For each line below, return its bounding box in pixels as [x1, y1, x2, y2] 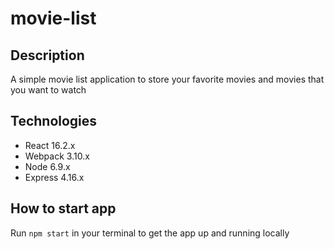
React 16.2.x [24, 139, 76, 151]
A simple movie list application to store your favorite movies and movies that [10, 73, 325, 85]
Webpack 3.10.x [24, 150, 90, 162]
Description [10, 47, 85, 64]
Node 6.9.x [24, 160, 71, 172]
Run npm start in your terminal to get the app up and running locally [10, 227, 290, 239]
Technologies [10, 113, 98, 130]
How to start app [10, 200, 117, 217]
